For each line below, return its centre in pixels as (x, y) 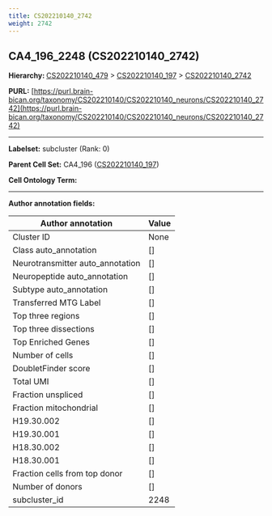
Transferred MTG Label (57, 302)
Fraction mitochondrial (55, 408)
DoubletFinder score (51, 369)
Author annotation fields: (52, 204)
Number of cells (43, 355)
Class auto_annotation (55, 250)
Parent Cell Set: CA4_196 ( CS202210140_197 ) (84, 165)
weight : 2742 (30, 23)
